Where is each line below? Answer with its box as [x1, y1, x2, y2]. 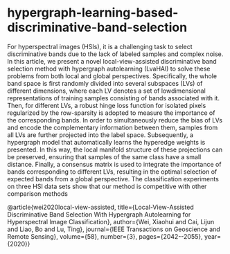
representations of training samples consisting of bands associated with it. [7, 93, 220, 102]
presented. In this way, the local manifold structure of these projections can [7, 145, 223, 154]
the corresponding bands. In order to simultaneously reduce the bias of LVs [7, 116, 223, 124]
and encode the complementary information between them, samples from [7, 123, 218, 131]
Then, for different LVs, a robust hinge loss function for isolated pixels [7, 101, 206, 109]
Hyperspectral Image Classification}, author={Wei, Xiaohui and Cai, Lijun [7, 217, 215, 226]
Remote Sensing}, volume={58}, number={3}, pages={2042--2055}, [7, 232, 203, 240]
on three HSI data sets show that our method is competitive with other [7, 182, 207, 190]
